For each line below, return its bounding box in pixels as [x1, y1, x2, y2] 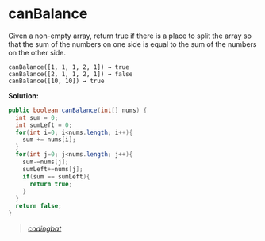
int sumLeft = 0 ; [15, 120, 73, 129]
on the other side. [8, 48, 66, 57]
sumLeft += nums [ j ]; [22, 165, 83, 173]
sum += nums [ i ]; [22, 136, 77, 143]
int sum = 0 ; [15, 113, 59, 121]
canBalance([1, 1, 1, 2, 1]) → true [8, 63, 129, 71]
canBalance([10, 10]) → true [8, 77, 105, 85]
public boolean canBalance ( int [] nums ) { [8, 106, 148, 114]
